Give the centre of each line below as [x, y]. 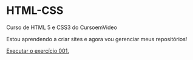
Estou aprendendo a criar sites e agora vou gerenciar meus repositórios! [97, 39]
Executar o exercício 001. [38, 51]
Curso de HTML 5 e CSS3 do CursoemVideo [62, 27]
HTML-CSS [35, 11]
